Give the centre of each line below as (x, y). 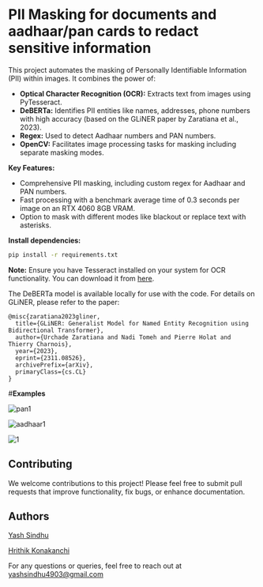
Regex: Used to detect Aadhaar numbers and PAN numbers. (118, 135)
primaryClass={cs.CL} (51, 372)
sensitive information (80, 48)
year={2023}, (37, 351)
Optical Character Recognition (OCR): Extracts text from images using (135, 93)
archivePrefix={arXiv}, (54, 365)
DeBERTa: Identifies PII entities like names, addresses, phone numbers (135, 110)
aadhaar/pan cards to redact (103, 31)
